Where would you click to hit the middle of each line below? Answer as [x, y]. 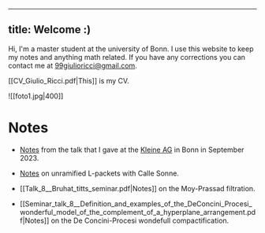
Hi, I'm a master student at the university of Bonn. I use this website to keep [131, 49]
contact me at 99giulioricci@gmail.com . [73, 65]
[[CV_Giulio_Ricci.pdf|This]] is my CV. [69, 80]
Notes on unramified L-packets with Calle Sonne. [99, 173]
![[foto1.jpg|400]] [36, 96]
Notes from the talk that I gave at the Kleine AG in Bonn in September [132, 150]
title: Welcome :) [50, 30]
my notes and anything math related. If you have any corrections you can [127, 57]
